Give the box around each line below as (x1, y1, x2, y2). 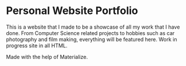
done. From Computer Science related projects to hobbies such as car (6, 29, 175, 36)
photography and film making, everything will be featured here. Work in (6, 36, 177, 43)
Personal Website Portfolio (6, 4, 138, 18)
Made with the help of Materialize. (6, 53, 88, 60)
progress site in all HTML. (6, 42, 68, 49)
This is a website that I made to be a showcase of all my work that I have (6, 23, 180, 30)
